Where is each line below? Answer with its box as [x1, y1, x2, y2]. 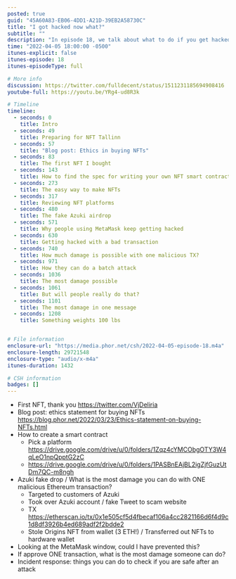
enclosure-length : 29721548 [7, 349, 90, 356]
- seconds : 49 [13, 127, 55, 134]
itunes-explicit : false [7, 50, 77, 57]
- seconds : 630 [13, 231, 58, 239]
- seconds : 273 [13, 179, 58, 186]
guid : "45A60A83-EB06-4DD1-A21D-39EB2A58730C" [7, 17, 146, 24]
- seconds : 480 [13, 205, 58, 213]
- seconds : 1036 [13, 272, 61, 279]
